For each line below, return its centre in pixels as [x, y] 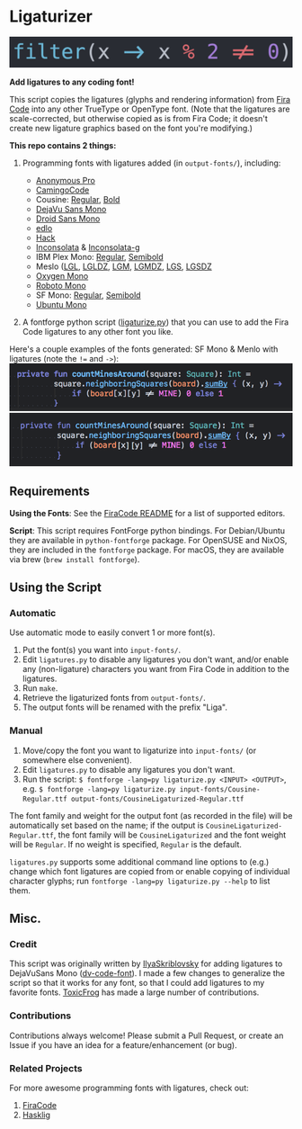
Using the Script [55, 588]
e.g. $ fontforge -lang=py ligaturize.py [99, 788]
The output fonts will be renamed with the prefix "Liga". [124, 707]
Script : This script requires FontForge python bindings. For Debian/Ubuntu [147, 530]
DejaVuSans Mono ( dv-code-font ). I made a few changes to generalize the [147, 973]
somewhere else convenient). [77, 760]
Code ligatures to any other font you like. [98, 331]
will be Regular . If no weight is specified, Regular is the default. [126, 844]
